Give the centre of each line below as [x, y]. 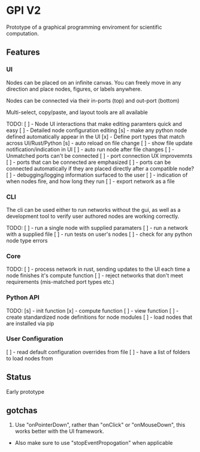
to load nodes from [30, 358]
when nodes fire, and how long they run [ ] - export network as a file [90, 181]
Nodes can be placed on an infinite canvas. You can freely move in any [94, 82]
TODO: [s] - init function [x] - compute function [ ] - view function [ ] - [93, 310]
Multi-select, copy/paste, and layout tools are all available [77, 112]
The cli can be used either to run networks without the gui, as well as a [93, 209]
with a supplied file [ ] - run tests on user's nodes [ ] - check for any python [99, 234]
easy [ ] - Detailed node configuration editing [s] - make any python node [97, 130]
